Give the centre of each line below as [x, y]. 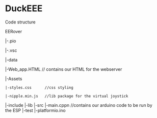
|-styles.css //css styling [39, 88]
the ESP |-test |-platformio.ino [35, 110]
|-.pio [11, 41]
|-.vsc [11, 50]
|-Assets [14, 79]
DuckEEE [24, 9]
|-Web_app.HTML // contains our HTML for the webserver [64, 69]
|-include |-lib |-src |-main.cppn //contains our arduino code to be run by [79, 105]
